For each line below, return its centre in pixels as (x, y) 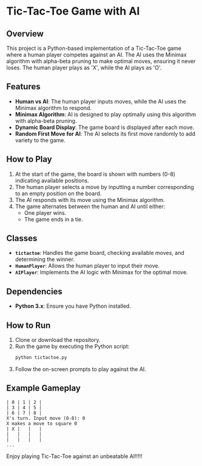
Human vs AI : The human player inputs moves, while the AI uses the (100, 101)
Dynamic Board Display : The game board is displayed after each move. (105, 127)
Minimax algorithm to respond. (53, 108)
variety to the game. (40, 140)
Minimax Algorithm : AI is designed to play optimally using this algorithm (105, 114)
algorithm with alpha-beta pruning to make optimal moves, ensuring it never (101, 61)
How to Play (29, 159)
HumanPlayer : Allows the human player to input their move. (87, 266)
